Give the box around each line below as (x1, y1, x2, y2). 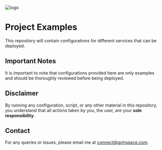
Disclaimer (5, 89, 39, 97)
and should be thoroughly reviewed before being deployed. (5, 75, 124, 81)
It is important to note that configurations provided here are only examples (5, 70, 155, 75)
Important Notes (5, 57, 56, 65)
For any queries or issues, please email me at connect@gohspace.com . (5, 139, 149, 146)
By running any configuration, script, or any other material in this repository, (5, 102, 158, 108)
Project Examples (5, 22, 78, 33)
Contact (5, 127, 30, 135)
